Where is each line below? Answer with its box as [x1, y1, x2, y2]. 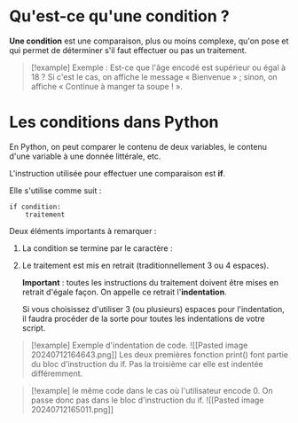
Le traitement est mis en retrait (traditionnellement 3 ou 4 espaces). [21, 260, 269, 270]
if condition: [9, 202, 62, 211]
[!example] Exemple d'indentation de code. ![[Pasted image [30, 340, 248, 350]
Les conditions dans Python [9, 113, 219, 132]
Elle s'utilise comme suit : [9, 184, 102, 196]
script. [21, 322, 46, 333]
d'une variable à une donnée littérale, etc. [9, 151, 161, 161]
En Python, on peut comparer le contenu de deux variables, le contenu [9, 141, 268, 152]
